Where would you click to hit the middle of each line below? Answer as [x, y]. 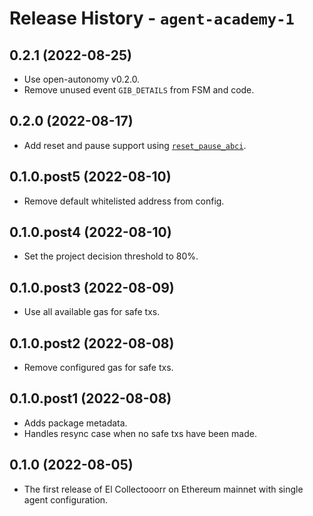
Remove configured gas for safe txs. [98, 368]
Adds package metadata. [75, 423]
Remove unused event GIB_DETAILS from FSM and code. [139, 90]
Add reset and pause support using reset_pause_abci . [135, 145]
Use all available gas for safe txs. [92, 312]
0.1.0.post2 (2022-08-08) [92, 343]
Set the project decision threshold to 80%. [111, 256]
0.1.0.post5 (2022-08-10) [90, 177]
